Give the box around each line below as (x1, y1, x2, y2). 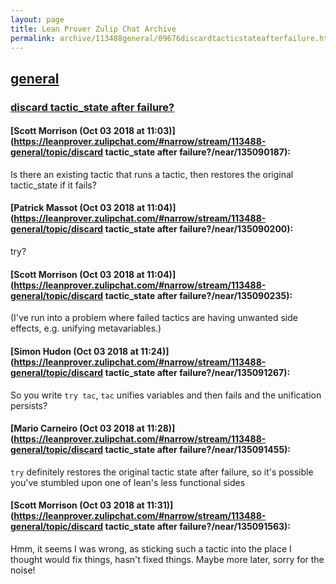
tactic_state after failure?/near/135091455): (104, 444, 292, 456)
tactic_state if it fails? (10, 179, 97, 191)
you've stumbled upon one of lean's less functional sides (10, 476, 246, 488)
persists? (10, 399, 48, 411)
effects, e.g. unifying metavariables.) (10, 322, 162, 335)
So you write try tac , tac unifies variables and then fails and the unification (10, 389, 322, 401)
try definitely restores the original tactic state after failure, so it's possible (10, 466, 314, 478)
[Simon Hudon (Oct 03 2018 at (10, 345, 139, 357)
